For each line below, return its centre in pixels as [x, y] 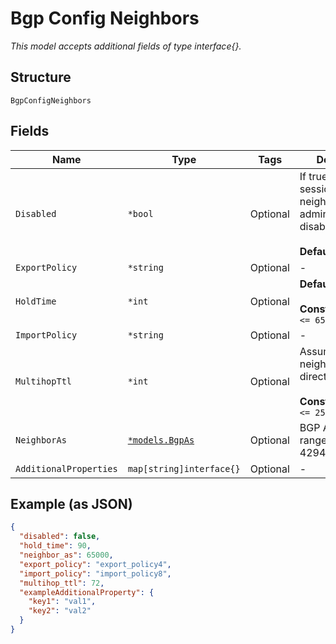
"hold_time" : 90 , [55, 546]
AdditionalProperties [66, 468]
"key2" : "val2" [60, 611]
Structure [41, 77]
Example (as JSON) [71, 503]
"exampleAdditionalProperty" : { [87, 592]
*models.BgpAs [161, 440]
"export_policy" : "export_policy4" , [95, 564]
